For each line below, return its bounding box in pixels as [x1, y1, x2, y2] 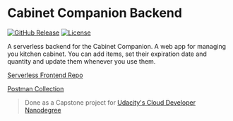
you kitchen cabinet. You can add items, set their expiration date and [7, 50, 207, 58]
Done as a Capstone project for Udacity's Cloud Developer [24, 98, 196, 107]
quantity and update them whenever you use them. [7, 57, 156, 65]
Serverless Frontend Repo [7, 71, 83, 79]
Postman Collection [7, 84, 64, 93]
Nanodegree [24, 105, 61, 114]
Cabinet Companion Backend [7, 5, 182, 21]
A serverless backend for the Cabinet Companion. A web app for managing [7, 42, 227, 50]
